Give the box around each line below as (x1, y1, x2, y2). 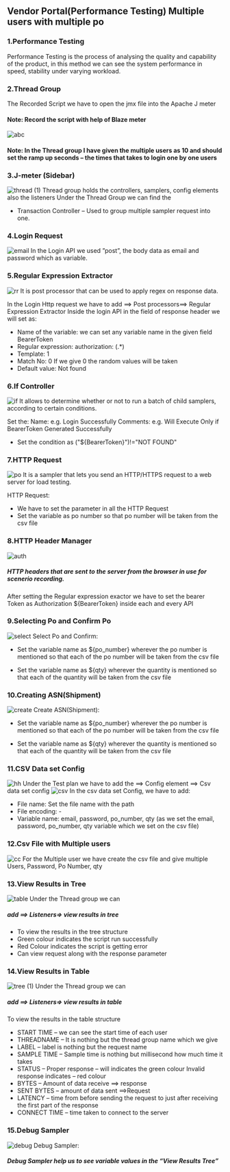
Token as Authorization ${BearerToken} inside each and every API (7, 599, 194, 607)
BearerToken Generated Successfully (7, 424, 112, 432)
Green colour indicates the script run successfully (16, 935, 158, 943)
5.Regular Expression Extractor (7, 271, 113, 280)
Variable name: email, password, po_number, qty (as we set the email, (16, 815, 215, 823)
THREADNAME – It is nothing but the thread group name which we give (16, 1036, 218, 1044)
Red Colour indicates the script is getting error (16, 942, 149, 950)
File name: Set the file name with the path (16, 800, 135, 808)
